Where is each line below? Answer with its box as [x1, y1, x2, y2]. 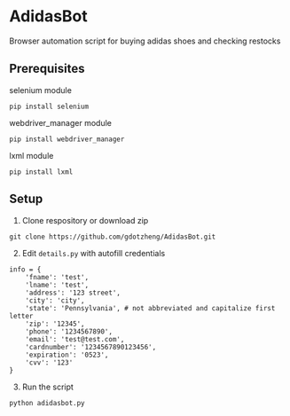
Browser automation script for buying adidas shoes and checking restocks [9, 35, 281, 46]
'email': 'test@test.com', [25, 334, 125, 343]
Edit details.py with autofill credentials [21, 247, 166, 258]
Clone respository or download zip [21, 215, 149, 225]
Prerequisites [9, 61, 85, 76]
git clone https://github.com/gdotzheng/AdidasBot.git [9, 232, 216, 241]
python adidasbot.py [9, 398, 86, 407]
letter [9, 311, 34, 320]
